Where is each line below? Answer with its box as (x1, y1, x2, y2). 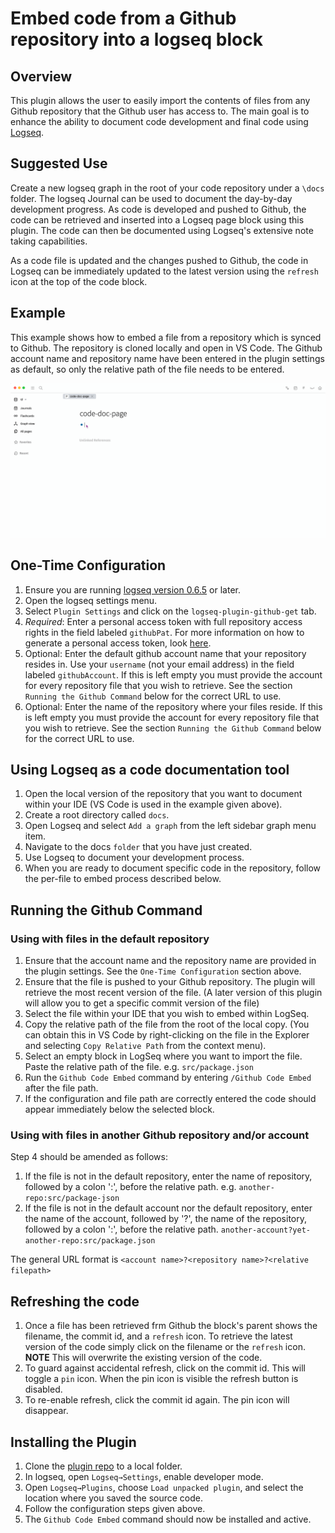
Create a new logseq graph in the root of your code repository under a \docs (10, 182, 325, 194)
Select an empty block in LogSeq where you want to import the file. (24, 1050, 303, 1062)
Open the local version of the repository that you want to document (24, 788, 303, 800)
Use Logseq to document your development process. (24, 852, 245, 864)
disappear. (24, 1405, 69, 1417)
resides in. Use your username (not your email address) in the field (24, 658, 295, 670)
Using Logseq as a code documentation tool (10, 761, 290, 778)
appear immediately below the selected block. (24, 1103, 215, 1116)
